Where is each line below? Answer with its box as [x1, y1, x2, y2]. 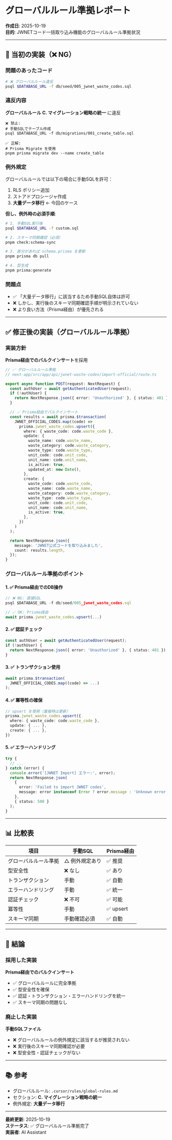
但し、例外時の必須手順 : [5, 210, 56, 217]
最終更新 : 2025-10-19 [5, 1116, 50, 1123]
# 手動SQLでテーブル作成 [5, 126, 51, 131]
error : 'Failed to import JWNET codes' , [18, 785, 106, 790]
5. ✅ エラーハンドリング [5, 744, 56, 750]
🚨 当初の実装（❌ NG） [5, 50, 76, 59]
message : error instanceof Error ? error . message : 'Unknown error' [18, 789, 168, 795]
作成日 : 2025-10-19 [5, 23, 46, 29]
